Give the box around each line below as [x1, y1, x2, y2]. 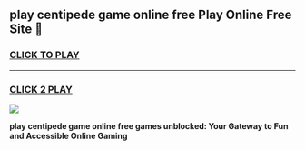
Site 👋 [9, 22, 44, 37]
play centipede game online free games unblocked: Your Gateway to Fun [9, 120, 289, 131]
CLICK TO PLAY [9, 49, 80, 62]
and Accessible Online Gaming [9, 130, 128, 141]
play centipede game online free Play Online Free [9, 7, 292, 23]
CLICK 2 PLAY [9, 83, 73, 95]
